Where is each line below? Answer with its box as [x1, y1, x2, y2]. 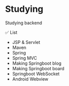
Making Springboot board [12, 65, 65, 71]
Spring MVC [12, 55, 37, 61]
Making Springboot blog [12, 60, 62, 66]
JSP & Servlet [12, 39, 40, 45]
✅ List [5, 29, 18, 35]
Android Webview [12, 76, 48, 82]
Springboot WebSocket [12, 71, 60, 77]
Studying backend [5, 20, 42, 26]
